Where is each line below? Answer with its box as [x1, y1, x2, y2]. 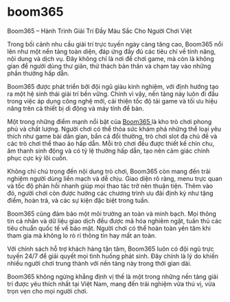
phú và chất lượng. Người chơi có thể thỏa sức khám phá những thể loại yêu [7, 125, 222, 133]
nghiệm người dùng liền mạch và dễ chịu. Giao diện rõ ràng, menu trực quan [7, 174, 222, 182]
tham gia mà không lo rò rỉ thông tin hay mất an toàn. [7, 231, 157, 240]
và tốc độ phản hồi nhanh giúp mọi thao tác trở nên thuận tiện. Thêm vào [7, 181, 214, 190]
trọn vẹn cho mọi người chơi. [7, 287, 88, 295]
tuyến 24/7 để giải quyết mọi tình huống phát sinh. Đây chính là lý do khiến [7, 251, 218, 260]
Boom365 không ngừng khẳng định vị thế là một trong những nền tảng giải [7, 272, 218, 281]
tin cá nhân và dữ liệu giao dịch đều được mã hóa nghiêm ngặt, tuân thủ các [7, 216, 222, 225]
